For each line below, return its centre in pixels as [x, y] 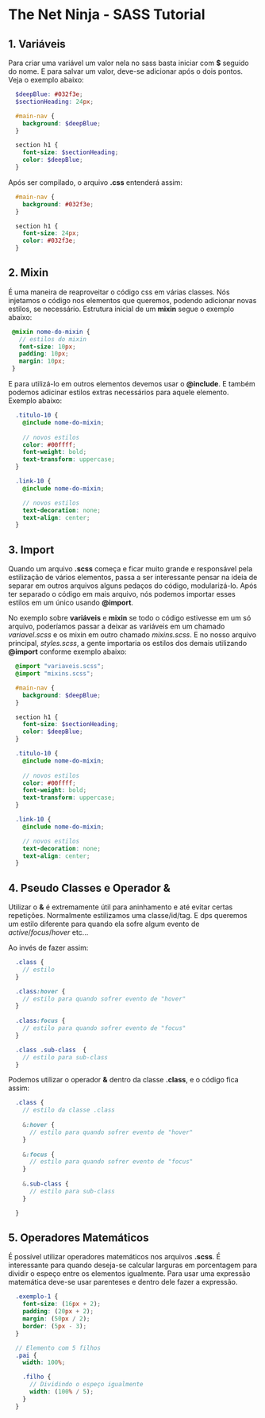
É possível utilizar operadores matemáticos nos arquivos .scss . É [114, 1257]
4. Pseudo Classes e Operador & [89, 888]
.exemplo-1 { [37, 1297]
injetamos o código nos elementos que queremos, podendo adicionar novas [132, 300]
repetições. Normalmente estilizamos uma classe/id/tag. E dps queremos [128, 916]
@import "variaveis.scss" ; [60, 667]
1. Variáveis [37, 44]
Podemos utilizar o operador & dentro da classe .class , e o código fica [124, 1080]
